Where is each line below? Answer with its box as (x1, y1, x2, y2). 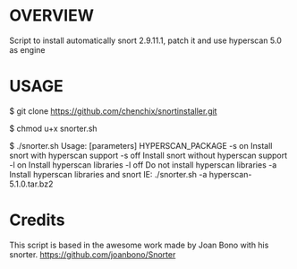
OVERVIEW (9, 5, 95, 26)
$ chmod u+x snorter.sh (9, 123, 98, 134)
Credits (9, 210, 65, 230)
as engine (9, 44, 47, 55)
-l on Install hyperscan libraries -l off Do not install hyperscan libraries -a (9, 159, 277, 170)
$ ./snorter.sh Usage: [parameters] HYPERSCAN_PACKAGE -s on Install (9, 140, 273, 151)
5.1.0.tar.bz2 (9, 178, 54, 189)
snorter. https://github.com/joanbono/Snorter (9, 248, 176, 260)
